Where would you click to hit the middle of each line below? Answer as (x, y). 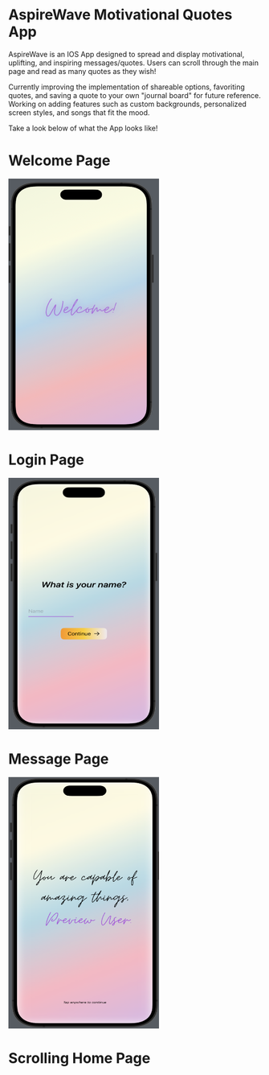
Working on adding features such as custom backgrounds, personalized (128, 104)
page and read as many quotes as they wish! (82, 71)
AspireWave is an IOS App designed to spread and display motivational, (126, 54)
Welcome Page (59, 161)
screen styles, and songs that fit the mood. (79, 112)
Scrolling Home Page (79, 1058)
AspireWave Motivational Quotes (120, 15)
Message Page (59, 759)
